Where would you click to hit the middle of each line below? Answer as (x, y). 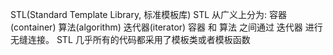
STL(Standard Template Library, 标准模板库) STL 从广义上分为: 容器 (148, 14)
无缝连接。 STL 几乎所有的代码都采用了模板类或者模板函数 (130, 39)
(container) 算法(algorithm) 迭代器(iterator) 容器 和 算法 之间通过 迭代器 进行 (166, 27)
